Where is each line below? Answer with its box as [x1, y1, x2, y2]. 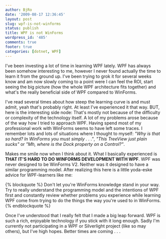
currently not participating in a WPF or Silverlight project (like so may [5, 223, 147, 229]
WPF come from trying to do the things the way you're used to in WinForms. [5, 197, 161, 203]
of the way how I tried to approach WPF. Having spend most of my [5, 120, 142, 126]
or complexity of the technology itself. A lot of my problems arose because [5, 115, 158, 120]
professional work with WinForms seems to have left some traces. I [5, 125, 143, 131]
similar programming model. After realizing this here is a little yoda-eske [5, 166, 153, 172]
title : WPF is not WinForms [5, 30, 64, 35]
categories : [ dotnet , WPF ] [5, 49, 61, 54]
